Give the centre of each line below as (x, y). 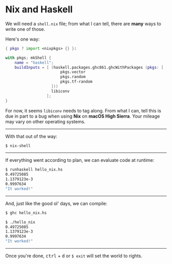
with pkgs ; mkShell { (28, 58)
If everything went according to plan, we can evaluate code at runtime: (80, 160)
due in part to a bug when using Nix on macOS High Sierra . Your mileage (83, 116)
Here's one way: (23, 39)
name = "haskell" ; (34, 63)
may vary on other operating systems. (45, 121)
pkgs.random (73, 77)
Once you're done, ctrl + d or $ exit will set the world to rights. (74, 256)
